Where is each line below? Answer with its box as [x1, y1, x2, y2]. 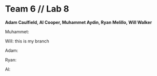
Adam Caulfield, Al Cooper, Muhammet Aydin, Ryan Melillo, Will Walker [5, 19, 152, 25]
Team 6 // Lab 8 [5, 3, 69, 15]
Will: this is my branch [5, 38, 50, 44]
